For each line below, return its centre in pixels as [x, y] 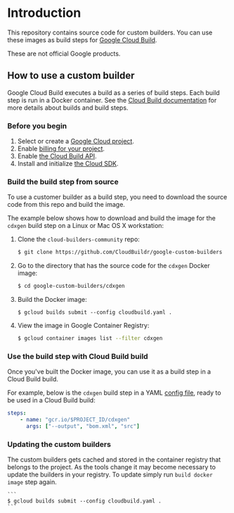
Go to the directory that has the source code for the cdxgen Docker [114, 266]
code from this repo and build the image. [66, 205]
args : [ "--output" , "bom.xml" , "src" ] [83, 426]
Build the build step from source [63, 182]
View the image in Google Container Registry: [83, 326]
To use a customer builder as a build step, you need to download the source [117, 197]
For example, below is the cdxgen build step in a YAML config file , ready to [114, 393]
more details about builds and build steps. [68, 108]
